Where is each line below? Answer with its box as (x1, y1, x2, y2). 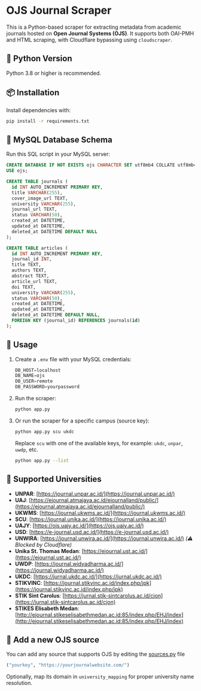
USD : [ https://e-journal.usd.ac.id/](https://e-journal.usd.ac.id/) (14, 528, 169, 535)
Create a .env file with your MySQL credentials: (14, 355, 132, 363)
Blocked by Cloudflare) (14, 541, 72, 548)
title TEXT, (11, 262, 42, 268)
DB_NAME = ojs (14, 373, 45, 379)
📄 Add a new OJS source (6, 635, 100, 645)
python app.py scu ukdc (14, 429, 75, 434)
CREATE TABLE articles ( (6, 245, 68, 251)
